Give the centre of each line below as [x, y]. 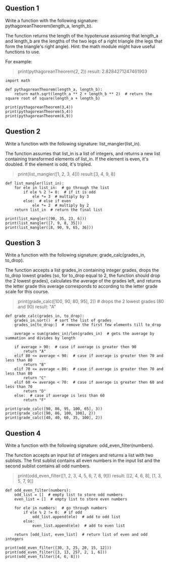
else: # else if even [47, 201]
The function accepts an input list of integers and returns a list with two [79, 455]
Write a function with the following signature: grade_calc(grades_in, [75, 255]
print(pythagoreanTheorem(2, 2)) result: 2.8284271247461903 [82, 71]
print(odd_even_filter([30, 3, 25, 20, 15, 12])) [59, 548]
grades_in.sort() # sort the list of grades [63, 320]
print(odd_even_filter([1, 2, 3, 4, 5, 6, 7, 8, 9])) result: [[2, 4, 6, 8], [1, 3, [90, 476]
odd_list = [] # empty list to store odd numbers [69, 495]
